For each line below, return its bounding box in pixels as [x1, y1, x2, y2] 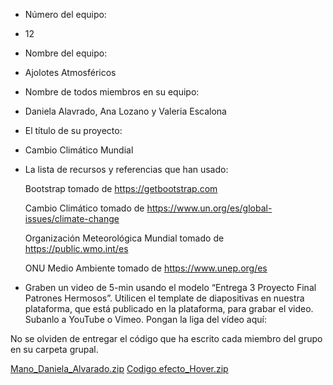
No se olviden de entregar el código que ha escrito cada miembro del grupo [10, 333, 323, 344]
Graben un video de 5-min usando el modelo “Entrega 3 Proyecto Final [24, 282, 317, 293]
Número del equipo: [24, 9, 107, 20]
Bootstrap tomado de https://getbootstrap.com [24, 183, 218, 194]
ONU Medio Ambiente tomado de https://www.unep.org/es [24, 262, 268, 274]
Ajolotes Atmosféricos [24, 67, 117, 78]
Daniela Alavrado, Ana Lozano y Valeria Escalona [24, 105, 227, 117]
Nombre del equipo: [24, 47, 108, 59]
